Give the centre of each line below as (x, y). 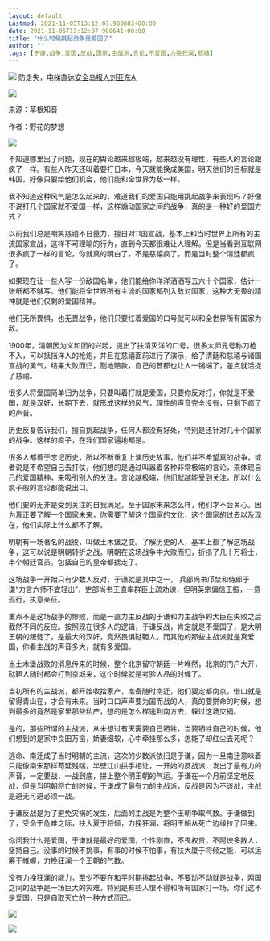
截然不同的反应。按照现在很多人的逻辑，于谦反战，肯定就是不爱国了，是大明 (135, 627)
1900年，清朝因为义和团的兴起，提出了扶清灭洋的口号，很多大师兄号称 (126, 345)
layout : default (35, 16)
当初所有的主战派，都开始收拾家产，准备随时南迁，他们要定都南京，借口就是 (135, 691)
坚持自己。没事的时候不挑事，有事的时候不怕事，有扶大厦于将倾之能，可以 (131, 850)
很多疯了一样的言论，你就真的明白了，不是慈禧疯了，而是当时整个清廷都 (128, 254)
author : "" (27, 46)
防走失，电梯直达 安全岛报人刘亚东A (77, 77)
